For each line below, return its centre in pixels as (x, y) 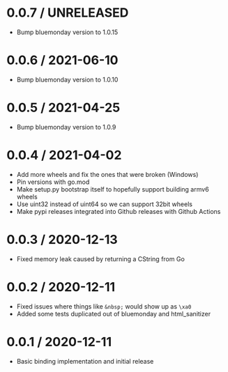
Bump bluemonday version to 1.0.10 (67, 79)
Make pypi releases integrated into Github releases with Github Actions (119, 211)
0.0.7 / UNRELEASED (68, 13)
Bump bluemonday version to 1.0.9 (66, 127)
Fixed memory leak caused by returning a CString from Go (101, 258)
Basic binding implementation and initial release (85, 361)
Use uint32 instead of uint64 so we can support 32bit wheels (105, 204)
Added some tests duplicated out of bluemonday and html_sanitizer (113, 313)
